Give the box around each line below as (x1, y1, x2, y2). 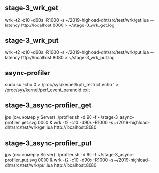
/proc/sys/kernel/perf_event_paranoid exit (5, 87, 90, 93)
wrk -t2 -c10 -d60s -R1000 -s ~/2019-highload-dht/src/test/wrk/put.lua (5, 49, 149, 55)
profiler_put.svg (5, 157, 37, 163)
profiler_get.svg (5, 120, 37, 125)
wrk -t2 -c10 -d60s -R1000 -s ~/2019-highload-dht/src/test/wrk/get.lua (5, 17, 149, 23)
